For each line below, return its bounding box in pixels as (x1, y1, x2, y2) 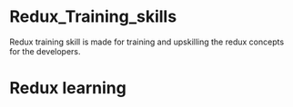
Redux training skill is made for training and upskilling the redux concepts (9, 36, 285, 47)
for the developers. (9, 45, 81, 56)
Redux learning (9, 78, 127, 99)
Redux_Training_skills (9, 6, 177, 27)
